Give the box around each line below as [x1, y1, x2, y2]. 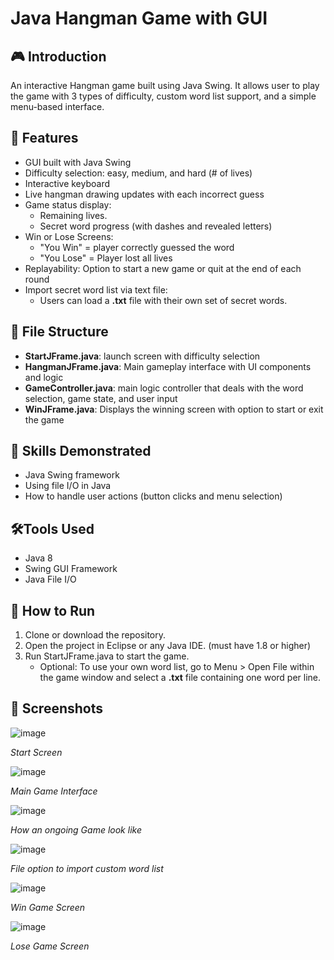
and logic [24, 371, 64, 383]
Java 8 [24, 552, 53, 564]
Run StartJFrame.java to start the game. [24, 650, 190, 662]
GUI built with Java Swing [24, 156, 132, 168]
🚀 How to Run [10, 602, 96, 619]
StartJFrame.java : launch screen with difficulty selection [24, 350, 261, 362]
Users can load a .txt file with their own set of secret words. [39, 294, 288, 306]
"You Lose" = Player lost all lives [39, 252, 173, 264]
